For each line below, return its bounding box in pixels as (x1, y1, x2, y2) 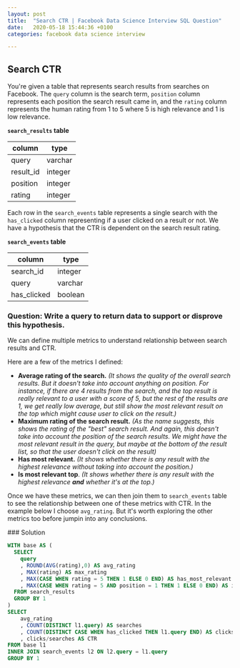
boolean (56, 290, 85, 300)
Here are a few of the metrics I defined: (7, 358, 124, 367)
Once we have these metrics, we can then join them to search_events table (7, 492, 227, 500)
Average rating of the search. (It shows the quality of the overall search (17, 372, 231, 380)
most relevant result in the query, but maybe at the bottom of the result (17, 440, 227, 449)
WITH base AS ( (7, 542, 53, 549)
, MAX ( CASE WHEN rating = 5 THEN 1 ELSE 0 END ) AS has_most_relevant (20, 575, 232, 582)
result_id (11, 167, 40, 177)
